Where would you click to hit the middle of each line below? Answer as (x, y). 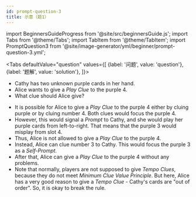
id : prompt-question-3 (34, 11)
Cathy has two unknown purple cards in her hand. (75, 83)
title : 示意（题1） (27, 17)
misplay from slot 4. (38, 132)
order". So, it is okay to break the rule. (60, 188)
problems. (27, 163)
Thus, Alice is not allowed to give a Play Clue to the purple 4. (88, 138)
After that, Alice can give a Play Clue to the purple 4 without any (92, 157)
